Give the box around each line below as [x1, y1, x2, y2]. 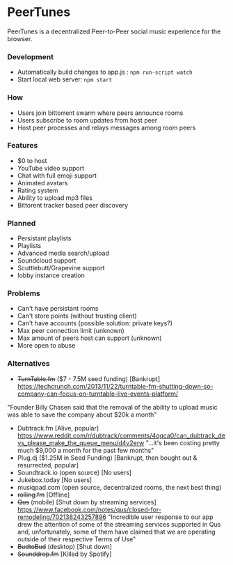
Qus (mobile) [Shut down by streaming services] [17, 497, 156, 506]
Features [7, 141, 38, 150]
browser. [7, 34, 33, 42]
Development [7, 52, 54, 61]
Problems [7, 288, 40, 298]
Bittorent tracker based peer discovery [17, 201, 129, 209]
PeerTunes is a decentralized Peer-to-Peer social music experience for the [7, 27, 221, 36]
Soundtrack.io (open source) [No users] [17, 468, 132, 477]
